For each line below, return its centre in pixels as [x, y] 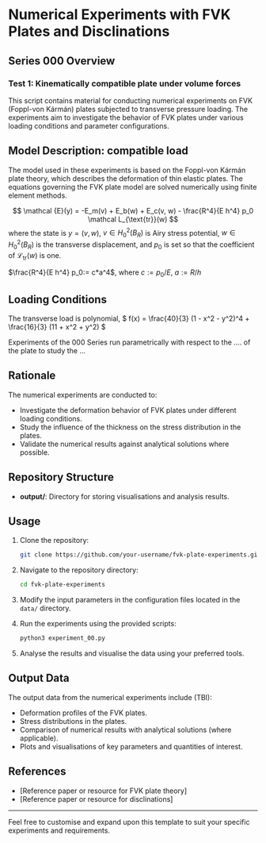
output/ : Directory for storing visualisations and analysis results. [124, 496]
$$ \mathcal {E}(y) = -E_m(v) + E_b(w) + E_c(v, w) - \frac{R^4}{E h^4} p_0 [133, 210]
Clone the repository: [54, 541]
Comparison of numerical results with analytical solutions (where [125, 729]
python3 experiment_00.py [62, 638]
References [37, 772]
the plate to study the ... [47, 350]
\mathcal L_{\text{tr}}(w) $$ [133, 219]
